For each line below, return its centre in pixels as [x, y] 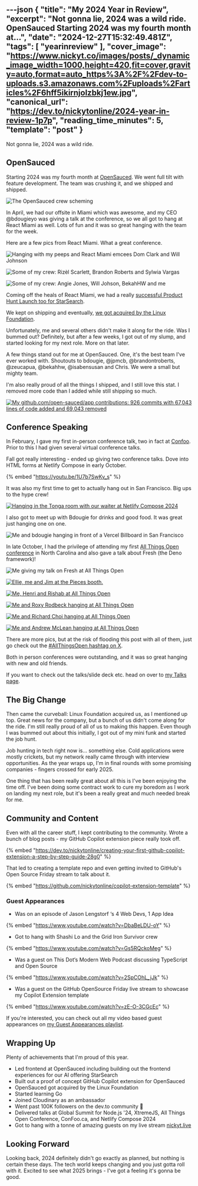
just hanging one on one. [36, 524]
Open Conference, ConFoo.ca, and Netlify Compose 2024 [85, 1119]
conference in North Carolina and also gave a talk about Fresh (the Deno [94, 553]
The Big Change [36, 700]
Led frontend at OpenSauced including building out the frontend [93, 1069]
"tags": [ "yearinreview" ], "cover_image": [86, 47]
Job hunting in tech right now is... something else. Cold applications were [95, 751]
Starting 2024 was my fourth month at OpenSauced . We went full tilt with [95, 177]
